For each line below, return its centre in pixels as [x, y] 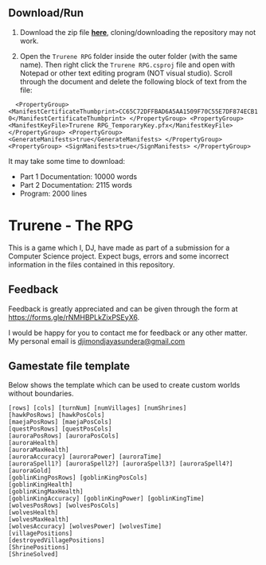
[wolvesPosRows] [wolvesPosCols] [64, 506]
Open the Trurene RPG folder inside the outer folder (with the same [129, 56]
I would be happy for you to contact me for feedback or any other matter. [128, 333]
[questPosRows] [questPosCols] [60, 429]
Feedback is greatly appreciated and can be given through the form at [123, 309]
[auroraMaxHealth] [39, 450]
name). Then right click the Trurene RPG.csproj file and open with [127, 64]
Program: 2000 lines [53, 193]
